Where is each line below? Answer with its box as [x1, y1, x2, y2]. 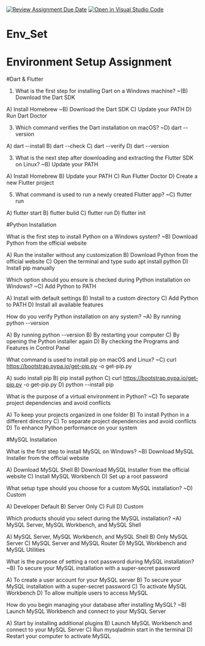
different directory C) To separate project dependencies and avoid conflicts [6, 418, 197, 425]
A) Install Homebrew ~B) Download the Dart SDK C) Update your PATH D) [6, 106, 192, 113]
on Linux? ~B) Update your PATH [15, 161, 99, 168]
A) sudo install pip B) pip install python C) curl [6, 374, 122, 382]
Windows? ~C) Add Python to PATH [6, 283, 97, 290]
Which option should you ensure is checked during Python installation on [6, 276, 191, 284]
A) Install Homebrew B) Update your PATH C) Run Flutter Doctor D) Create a [6, 173, 198, 180]
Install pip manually [6, 264, 55, 272]
